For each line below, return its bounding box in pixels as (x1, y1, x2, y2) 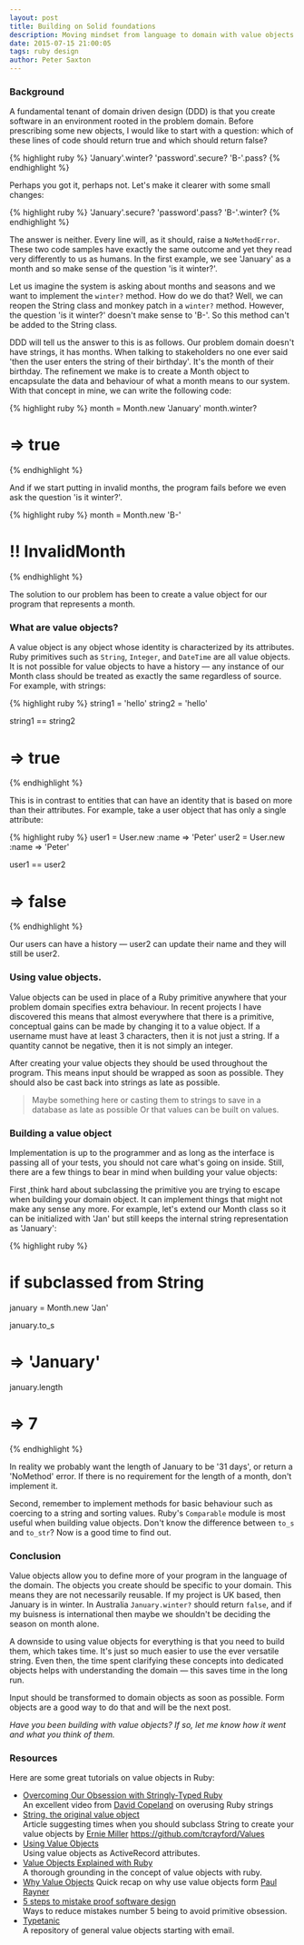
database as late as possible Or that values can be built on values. (31, 1104, 279, 1115)
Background (9, 85, 65, 98)
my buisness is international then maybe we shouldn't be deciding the (9, 1609, 271, 1620)
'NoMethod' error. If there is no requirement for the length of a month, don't (9, 1470, 292, 1481)
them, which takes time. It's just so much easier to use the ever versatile (9, 1645, 279, 1657)
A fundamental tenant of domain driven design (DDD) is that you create (9, 106, 276, 117)
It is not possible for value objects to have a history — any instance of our (9, 661, 285, 672)
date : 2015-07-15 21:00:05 (9, 38, 112, 48)
